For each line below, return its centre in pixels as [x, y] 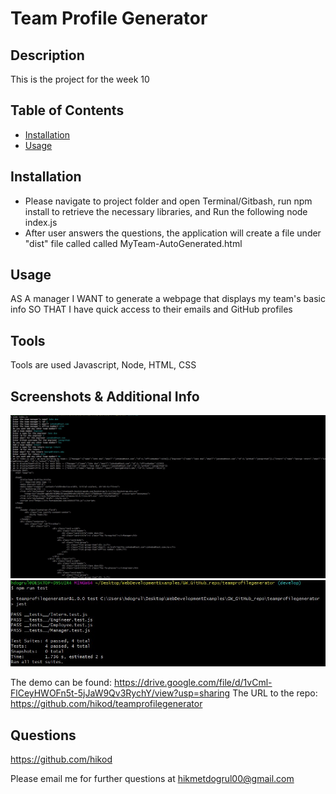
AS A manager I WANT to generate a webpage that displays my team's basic [168, 299]
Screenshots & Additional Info [105, 396]
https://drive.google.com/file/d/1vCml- [193, 683]
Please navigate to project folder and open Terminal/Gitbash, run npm [168, 201]
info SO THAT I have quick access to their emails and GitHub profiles [151, 309]
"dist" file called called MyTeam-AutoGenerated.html [133, 243]
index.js [41, 222]
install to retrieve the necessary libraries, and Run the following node [166, 211]
